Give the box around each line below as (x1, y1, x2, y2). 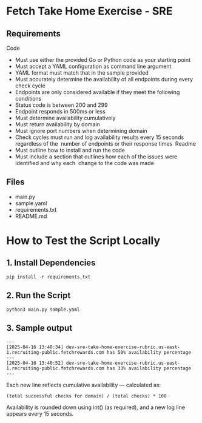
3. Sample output (6, 323, 73, 333)
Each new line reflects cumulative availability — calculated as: (6, 381, 161, 389)
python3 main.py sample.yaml (6, 306, 80, 313)
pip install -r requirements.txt (6, 274, 91, 280)
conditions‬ (15, 95, 42, 102)
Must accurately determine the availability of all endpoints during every (15, 76, 193, 83)
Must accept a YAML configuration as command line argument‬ (15, 63, 172, 70)
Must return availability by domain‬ (15, 121, 100, 128)
